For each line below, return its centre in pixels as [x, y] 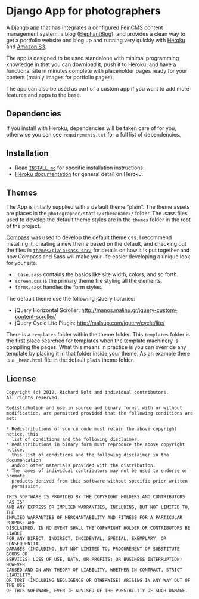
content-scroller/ [35, 317]
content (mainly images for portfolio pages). [60, 77]
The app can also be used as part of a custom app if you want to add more [98, 88]
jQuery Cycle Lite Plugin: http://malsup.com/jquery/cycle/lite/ [90, 323]
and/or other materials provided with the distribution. [84, 466]
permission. [27, 487]
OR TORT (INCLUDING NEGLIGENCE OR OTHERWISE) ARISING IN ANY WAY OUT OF [98, 581]
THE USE [16, 586]
